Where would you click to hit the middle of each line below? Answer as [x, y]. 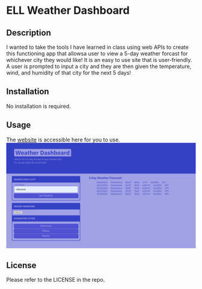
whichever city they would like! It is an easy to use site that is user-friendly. [99, 60]
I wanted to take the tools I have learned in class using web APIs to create [97, 47]
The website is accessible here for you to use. [63, 140]
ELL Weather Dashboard [68, 11]
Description [29, 33]
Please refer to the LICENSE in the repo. [56, 279]
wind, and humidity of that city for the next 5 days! [69, 73]
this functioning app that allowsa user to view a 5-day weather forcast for [97, 54]
